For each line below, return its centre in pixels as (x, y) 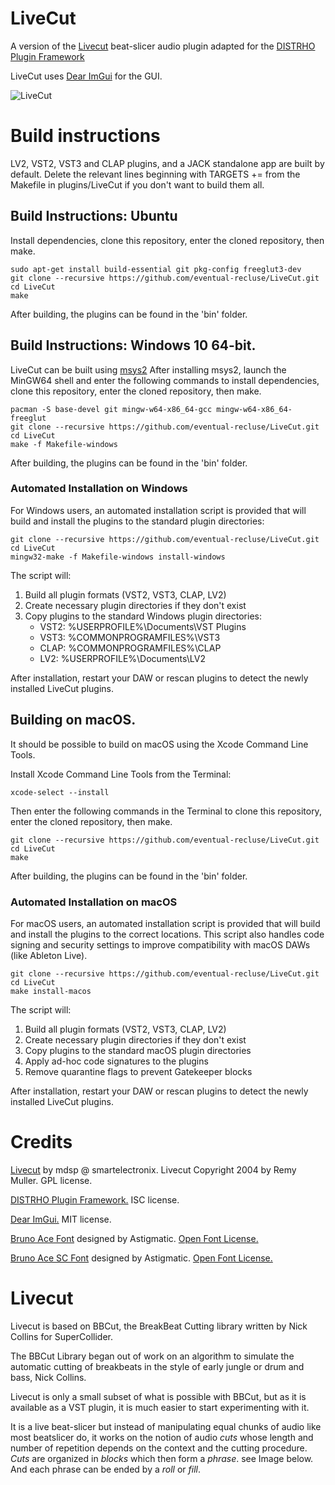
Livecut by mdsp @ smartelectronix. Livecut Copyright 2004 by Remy (153, 1169)
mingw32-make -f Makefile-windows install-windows (118, 557)
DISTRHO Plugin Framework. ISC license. (95, 1199)
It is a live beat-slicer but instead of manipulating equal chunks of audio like (166, 1426)
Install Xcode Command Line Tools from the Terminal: (121, 774)
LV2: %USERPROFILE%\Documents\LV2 (122, 658)
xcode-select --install (60, 792)
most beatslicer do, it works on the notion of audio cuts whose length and (162, 1437)
